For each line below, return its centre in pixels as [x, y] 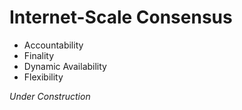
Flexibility [43, 77]
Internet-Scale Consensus [121, 17]
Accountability [53, 45]
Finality [39, 55]
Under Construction [50, 96]
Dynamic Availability [65, 66]
